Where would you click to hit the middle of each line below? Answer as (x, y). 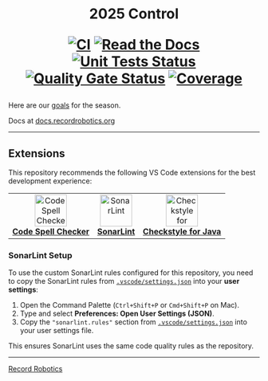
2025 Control (134, 14)
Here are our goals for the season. (65, 105)
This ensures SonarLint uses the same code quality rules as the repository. (131, 346)
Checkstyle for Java (182, 232)
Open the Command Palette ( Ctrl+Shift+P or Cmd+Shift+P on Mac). (130, 305)
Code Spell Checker (51, 232)
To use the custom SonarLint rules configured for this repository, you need (131, 273)
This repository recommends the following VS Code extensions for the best (132, 173)
